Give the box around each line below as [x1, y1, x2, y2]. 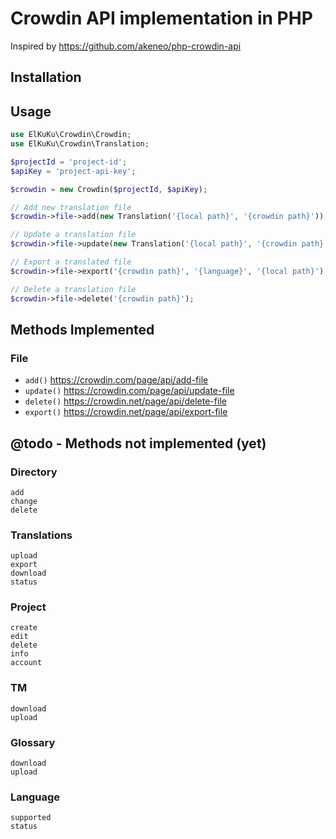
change [10, 496, 38, 506]
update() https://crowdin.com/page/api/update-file [24, 385, 235, 397]
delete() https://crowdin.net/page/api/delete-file [24, 395, 227, 407]
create [10, 623, 38, 633]
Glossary [10, 735, 56, 749]
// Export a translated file [10, 257, 132, 267]
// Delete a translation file [10, 284, 137, 294]
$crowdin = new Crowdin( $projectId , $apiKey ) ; [10, 184, 208, 194]
